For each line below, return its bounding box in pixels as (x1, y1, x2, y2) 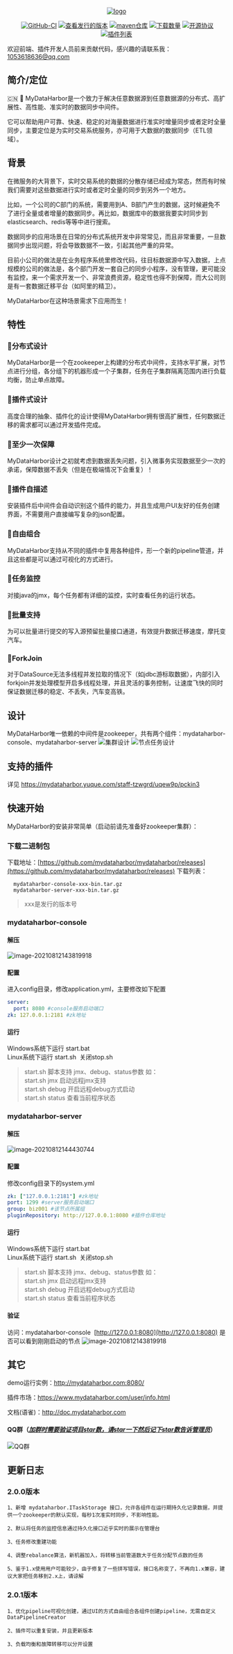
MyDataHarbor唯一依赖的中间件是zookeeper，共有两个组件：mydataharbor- (7, 729, 226, 738)
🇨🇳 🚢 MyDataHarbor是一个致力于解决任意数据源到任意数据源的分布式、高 (7, 94, 220, 102)
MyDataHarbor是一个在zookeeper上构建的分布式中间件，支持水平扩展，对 (7, 358, 220, 367)
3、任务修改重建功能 (7, 1539, 58, 1546)
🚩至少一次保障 (7, 439, 55, 449)
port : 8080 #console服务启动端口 (13, 1005, 104, 1012)
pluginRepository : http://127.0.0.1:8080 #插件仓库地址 (7, 1212, 166, 1219)
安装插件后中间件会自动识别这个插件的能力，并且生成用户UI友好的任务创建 (7, 502, 221, 510)
